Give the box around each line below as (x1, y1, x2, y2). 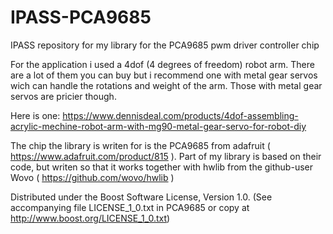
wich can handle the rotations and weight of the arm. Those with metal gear (10, 79, 323, 91)
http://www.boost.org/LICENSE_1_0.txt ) (10, 212, 171, 224)
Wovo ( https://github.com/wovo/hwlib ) (10, 171, 175, 183)
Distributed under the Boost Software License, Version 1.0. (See (10, 191, 273, 203)
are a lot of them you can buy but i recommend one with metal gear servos (10, 69, 318, 81)
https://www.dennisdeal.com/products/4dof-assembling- (62, 109, 299, 121)
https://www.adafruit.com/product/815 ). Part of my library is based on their (10, 150, 322, 162)
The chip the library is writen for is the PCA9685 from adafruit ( (10, 139, 271, 151)
